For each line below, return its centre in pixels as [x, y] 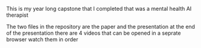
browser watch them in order [42, 39]
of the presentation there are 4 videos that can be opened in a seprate [94, 33]
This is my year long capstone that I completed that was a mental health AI [99, 9]
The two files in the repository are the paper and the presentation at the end [101, 27]
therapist [18, 15]
